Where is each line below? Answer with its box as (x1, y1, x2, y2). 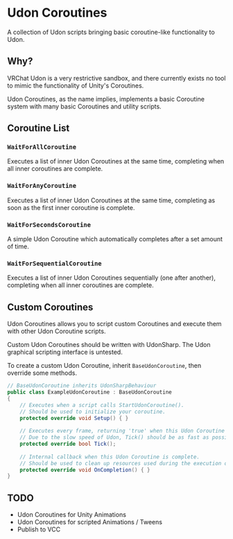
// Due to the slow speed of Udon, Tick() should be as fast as (19, 434, 209, 441)
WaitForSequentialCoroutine (7, 259, 102, 267)
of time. (7, 242, 29, 251)
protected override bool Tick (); (19, 440, 116, 448)
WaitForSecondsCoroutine (7, 220, 92, 229)
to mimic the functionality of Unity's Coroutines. (7, 81, 144, 90)
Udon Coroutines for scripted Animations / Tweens (17, 518, 163, 526)
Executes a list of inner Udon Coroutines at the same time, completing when (7, 157, 225, 166)
